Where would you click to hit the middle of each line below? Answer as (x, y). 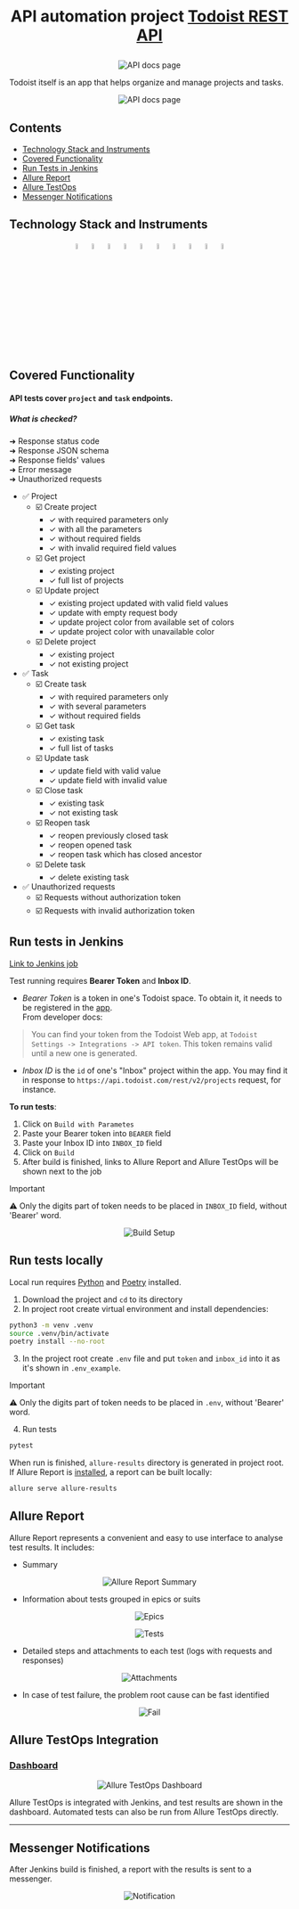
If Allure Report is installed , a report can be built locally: (111, 1472)
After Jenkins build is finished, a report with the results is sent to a (130, 1870)
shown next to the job (62, 1171)
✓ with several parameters (97, 707)
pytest (21, 1446)
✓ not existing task (83, 813)
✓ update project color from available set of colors (141, 622)
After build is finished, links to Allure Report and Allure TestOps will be (150, 1161)
